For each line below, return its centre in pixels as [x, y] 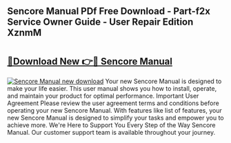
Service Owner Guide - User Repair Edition [100, 22]
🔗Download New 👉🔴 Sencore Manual [90, 61]
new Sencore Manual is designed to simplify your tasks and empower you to [115, 118]
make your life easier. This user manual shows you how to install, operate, [112, 88]
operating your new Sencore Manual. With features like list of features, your [114, 110]
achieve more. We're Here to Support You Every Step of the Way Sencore [111, 125]
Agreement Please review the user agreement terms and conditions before [113, 103]
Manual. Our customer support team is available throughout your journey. [111, 132]
